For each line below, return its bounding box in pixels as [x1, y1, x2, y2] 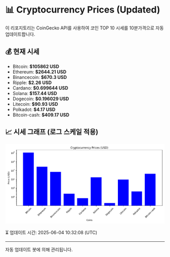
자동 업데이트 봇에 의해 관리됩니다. [5, 246, 73, 252]
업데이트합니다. [5, 31, 35, 37]
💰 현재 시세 [5, 48, 39, 56]
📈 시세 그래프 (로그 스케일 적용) [5, 127, 99, 137]
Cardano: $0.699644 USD [12, 84, 68, 91]
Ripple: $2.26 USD [12, 79, 52, 85]
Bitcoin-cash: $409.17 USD [12, 112, 70, 118]
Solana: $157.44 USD [12, 90, 57, 96]
